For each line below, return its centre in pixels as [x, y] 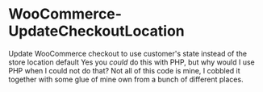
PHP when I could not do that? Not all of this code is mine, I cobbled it [124, 70]
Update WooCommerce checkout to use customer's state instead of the [128, 53]
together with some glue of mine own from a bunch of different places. [126, 79]
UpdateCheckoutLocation [97, 31]
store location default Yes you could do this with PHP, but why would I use [132, 62]
